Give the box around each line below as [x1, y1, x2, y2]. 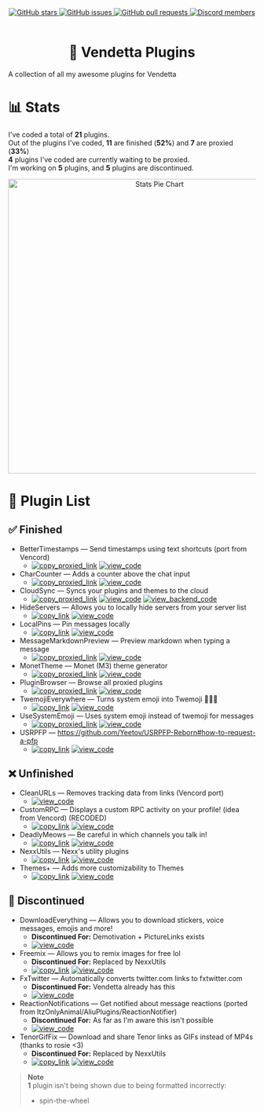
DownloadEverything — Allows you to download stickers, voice [19, 915, 224, 924]
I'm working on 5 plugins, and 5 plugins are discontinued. [8, 163, 194, 172]
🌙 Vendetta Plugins [68, 43, 196, 61]
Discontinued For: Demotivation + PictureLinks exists [31, 932, 205, 941]
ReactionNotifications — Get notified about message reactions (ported [19, 998, 248, 1008]
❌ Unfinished [8, 767, 74, 781]
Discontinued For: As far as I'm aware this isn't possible [31, 1015, 214, 1024]
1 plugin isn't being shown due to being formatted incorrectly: [27, 1080, 227, 1090]
